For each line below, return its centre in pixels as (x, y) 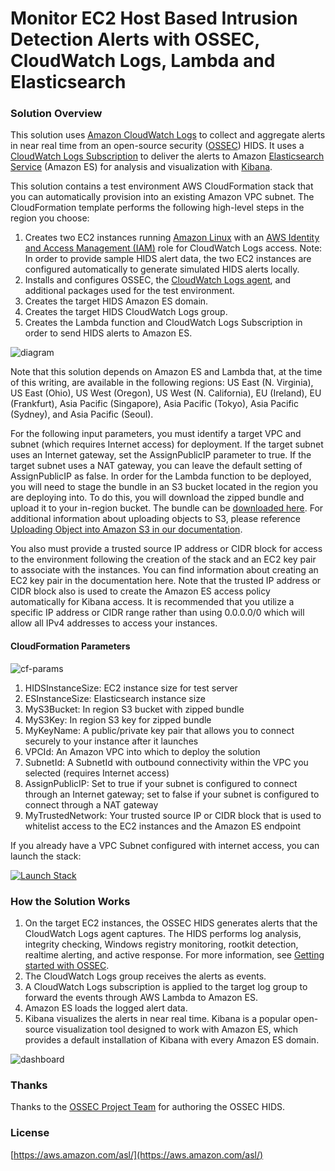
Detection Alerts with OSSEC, (135, 39)
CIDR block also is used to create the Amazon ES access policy (140, 591)
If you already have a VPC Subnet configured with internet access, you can (165, 845)
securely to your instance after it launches (111, 741)
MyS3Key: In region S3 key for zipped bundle (118, 719)
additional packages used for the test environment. (129, 291)
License (30, 1133)
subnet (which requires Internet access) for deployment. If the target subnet (167, 444)
